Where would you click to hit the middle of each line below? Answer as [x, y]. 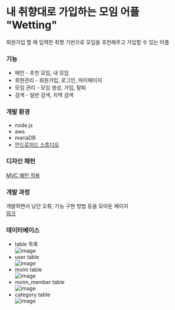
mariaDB [25, 138]
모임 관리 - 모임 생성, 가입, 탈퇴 [50, 88]
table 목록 [26, 244]
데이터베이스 [23, 230]
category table [32, 295]
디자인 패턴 [21, 161]
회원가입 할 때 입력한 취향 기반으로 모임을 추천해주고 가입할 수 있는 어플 [88, 42]
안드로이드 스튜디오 [37, 145]
